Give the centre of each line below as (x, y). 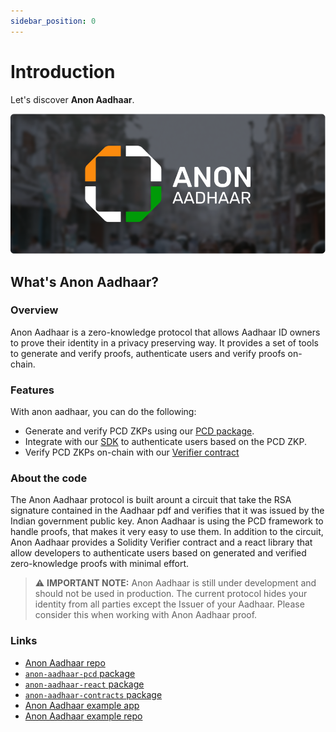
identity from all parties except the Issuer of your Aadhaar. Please (169, 604)
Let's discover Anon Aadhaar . (72, 99)
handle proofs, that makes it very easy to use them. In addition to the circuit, (167, 532)
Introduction (63, 71)
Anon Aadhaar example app (82, 705)
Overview (34, 310)
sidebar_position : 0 (53, 21)
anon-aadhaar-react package (84, 684)
